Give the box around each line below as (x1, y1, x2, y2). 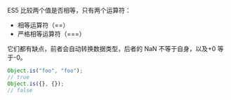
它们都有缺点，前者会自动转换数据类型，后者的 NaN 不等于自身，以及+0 (7, 45, 216, 52)
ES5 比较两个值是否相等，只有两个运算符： (7, 6, 131, 14)
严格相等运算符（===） (17, 30, 86, 38)
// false (7, 87, 33, 94)
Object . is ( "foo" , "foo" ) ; (7, 67, 83, 74)
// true (7, 73, 30, 80)
